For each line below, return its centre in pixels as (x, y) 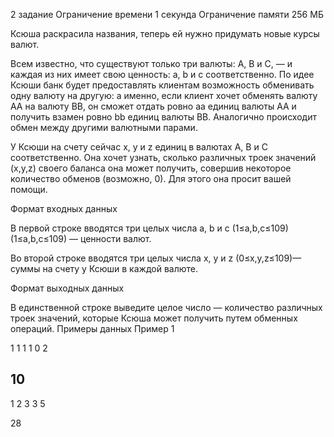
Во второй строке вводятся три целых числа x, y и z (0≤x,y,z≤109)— (156, 258)
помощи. (29, 189)
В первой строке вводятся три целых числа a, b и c (120, 228)
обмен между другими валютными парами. (104, 127)
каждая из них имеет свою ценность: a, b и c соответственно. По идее (162, 74)
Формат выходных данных (67, 288)
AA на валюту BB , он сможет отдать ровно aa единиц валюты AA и (153, 106)
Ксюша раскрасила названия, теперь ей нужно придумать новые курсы (165, 33)
